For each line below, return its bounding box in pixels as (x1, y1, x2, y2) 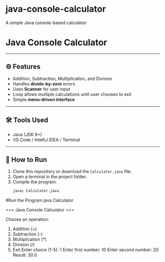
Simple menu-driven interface (12, 96, 75, 102)
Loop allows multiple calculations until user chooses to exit (12, 91, 132, 97)
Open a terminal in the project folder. (12, 174, 87, 180)
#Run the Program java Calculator (5, 198, 74, 204)
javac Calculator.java (12, 188, 59, 194)
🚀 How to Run (5, 155, 47, 164)
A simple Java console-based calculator (5, 20, 87, 26)
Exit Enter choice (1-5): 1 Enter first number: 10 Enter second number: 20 (12, 247, 159, 253)
